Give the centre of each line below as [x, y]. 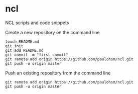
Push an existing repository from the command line [58, 73]
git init [14, 46]
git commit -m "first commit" [37, 55]
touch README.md [22, 41]
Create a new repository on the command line [52, 32]
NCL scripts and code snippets [37, 23]
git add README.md [24, 50]
